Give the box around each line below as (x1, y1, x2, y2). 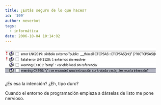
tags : (5, 24, 16, 28)
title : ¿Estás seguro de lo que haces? (5, 8, 87, 13)
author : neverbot (5, 18, 41, 23)
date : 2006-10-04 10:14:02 (5, 34, 60, 39)
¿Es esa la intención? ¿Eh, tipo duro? (5, 81, 79, 86)
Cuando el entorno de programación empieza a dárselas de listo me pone (5, 90, 154, 96)
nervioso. (5, 96, 25, 101)
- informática (9, 28, 38, 34)
